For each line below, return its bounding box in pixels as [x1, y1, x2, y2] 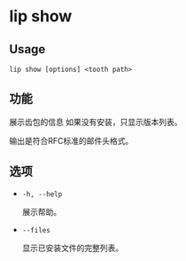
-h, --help [21, 189, 63, 199]
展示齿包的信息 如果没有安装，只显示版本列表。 [9, 116, 182, 127]
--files [21, 225, 50, 234]
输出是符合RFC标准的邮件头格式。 [9, 135, 134, 146]
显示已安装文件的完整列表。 [21, 242, 124, 253]
